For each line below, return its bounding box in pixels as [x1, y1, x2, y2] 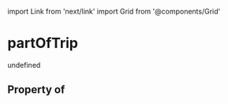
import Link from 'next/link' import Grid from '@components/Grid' [7, 7, 221, 16]
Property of [7, 83, 65, 97]
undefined [7, 60, 41, 69]
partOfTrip [7, 35, 78, 52]
